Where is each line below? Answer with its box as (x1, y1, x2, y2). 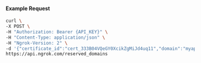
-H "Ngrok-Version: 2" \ (5, 40, 68, 46)
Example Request (5, 5, 50, 12)
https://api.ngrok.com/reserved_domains (5, 51, 109, 57)
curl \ (5, 18, 22, 24)
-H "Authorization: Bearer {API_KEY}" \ (5, 29, 109, 35)
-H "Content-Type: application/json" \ (5, 34, 106, 40)
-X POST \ (5, 24, 31, 30)
